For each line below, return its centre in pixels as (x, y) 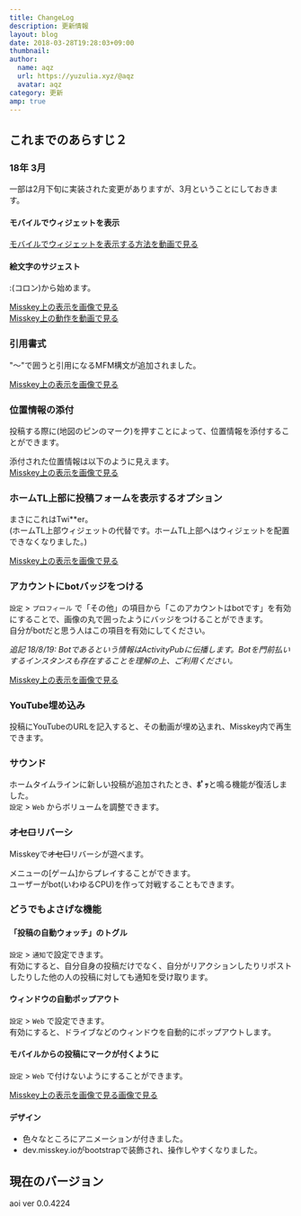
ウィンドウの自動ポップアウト (64, 999)
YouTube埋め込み (47, 705)
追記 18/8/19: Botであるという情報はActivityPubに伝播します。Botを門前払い (150, 649)
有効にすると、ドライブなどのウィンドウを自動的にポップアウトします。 (143, 1032)
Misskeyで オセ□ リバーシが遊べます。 (79, 854)
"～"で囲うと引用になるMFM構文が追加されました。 (105, 365)
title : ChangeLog (42, 18)
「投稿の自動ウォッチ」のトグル (68, 933)
